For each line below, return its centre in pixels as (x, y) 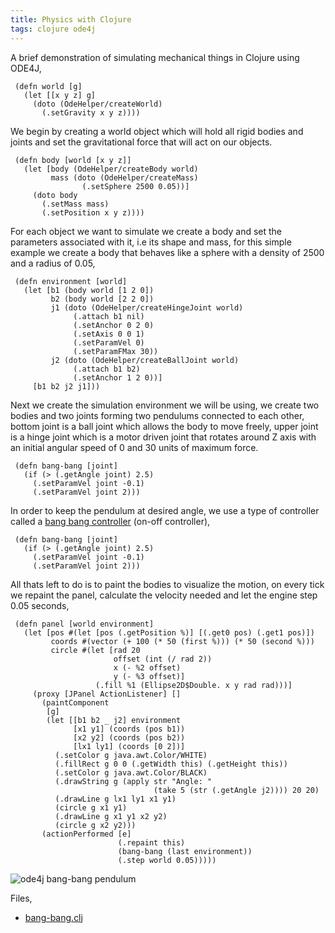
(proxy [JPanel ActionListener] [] (107, 694)
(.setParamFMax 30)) (116, 351)
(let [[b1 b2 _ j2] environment (114, 720)
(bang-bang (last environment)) (185, 851)
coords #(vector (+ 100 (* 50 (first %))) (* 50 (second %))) (182, 641)
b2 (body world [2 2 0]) (102, 299)
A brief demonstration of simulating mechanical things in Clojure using (155, 57)
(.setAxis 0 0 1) (109, 334)
